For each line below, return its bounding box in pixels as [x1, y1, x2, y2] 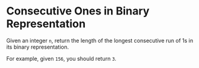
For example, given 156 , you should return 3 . [6, 55, 116, 62]
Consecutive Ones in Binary [6, 4, 150, 18]
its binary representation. [6, 43, 69, 51]
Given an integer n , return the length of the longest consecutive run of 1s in [6, 37, 194, 44]
